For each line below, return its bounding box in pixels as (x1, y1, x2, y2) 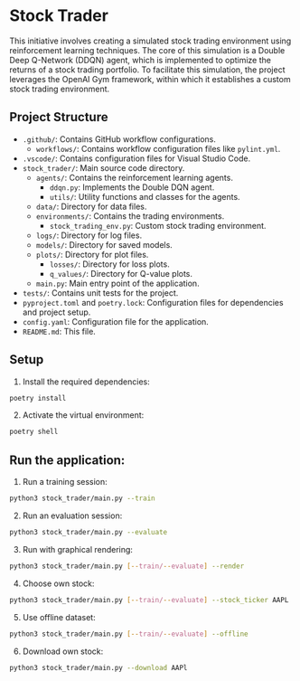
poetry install (9, 393, 67, 402)
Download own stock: (22, 646, 104, 657)
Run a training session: (22, 477, 108, 487)
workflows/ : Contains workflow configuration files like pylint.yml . (35, 143, 281, 154)
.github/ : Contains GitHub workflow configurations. (22, 133, 217, 145)
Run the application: (9, 452, 126, 468)
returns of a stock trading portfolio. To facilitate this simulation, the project (9, 64, 286, 75)
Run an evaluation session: (22, 510, 123, 521)
